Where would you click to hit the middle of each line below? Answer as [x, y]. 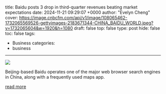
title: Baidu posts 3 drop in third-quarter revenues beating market [71, 7]
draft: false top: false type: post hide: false [117, 28]
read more [16, 87]
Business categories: [34, 43]
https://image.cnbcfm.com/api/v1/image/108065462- [73, 18]
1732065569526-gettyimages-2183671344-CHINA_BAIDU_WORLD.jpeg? [79, 23]
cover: [12, 18]
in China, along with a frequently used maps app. [55, 77]
